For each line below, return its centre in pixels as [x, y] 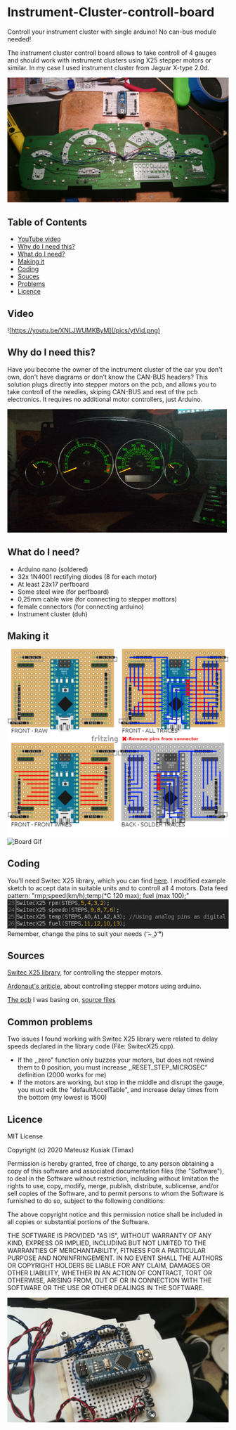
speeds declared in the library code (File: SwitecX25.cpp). [91, 1046]
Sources [26, 955]
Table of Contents [47, 222]
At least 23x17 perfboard [53, 584]
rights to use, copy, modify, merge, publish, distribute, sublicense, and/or [113, 1185]
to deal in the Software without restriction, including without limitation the [113, 1178]
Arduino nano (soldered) [53, 569]
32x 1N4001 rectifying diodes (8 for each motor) [87, 576]
